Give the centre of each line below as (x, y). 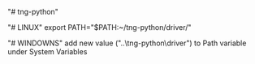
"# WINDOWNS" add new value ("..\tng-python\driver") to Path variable (127, 43)
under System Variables (48, 51)
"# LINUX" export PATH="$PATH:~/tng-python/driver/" (99, 27)
